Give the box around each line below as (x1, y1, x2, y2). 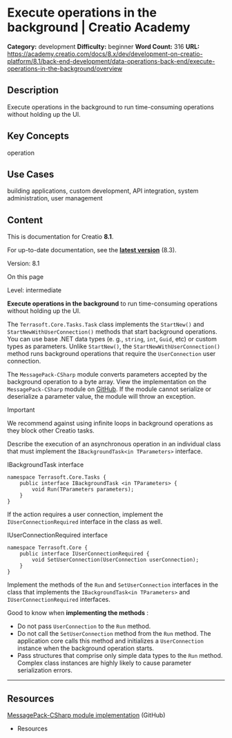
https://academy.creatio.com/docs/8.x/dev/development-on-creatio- (7, 50, 203, 58)
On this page (7, 273, 43, 281)
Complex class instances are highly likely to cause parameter (17, 659, 192, 668)
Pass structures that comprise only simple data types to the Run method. (17, 652, 223, 660)
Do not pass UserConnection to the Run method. (17, 622, 151, 630)
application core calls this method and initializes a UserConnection (17, 637, 204, 645)
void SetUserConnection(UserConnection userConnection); (32, 556, 199, 564)
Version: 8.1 (7, 259, 40, 267)
